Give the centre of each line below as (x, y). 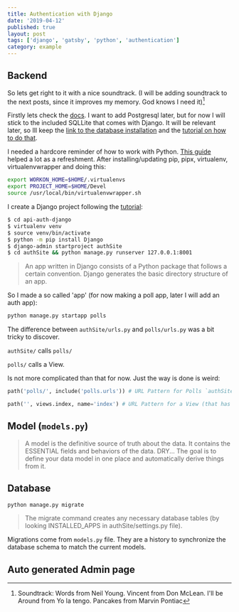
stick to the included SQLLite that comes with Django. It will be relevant (112, 123)
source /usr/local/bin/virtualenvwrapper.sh (74, 193)
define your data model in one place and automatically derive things (124, 458)
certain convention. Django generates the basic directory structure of (127, 274)
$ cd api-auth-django (39, 220)
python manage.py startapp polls (57, 316)
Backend (27, 76)
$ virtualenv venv (34, 226)
